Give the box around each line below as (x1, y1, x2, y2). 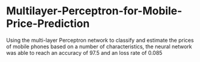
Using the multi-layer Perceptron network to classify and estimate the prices (6, 36, 194, 44)
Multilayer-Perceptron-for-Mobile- (6, 4, 183, 18)
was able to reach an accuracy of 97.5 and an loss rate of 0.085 (6, 49, 163, 56)
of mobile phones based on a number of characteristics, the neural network (6, 43, 192, 50)
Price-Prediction (6, 17, 90, 30)
